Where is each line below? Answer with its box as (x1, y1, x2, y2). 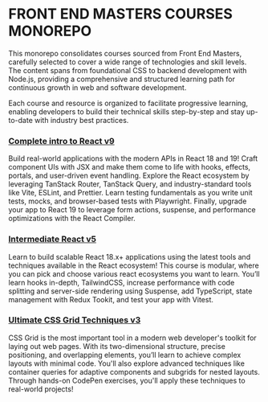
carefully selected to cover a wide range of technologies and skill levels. (8, 57, 247, 67)
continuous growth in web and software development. (8, 82, 187, 92)
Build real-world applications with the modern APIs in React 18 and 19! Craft (8, 154, 258, 163)
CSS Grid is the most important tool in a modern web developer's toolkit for (8, 333, 257, 343)
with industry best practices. (35, 115, 129, 125)
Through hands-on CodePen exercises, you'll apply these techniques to (8, 375, 246, 385)
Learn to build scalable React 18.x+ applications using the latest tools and (8, 252, 251, 261)
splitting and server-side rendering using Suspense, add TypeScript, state (8, 286, 253, 296)
